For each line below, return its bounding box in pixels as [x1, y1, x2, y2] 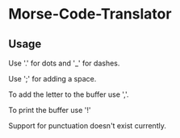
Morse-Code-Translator [8, 5, 172, 23]
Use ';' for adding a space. [8, 74, 97, 83]
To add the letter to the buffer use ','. [8, 90, 129, 99]
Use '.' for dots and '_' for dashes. [8, 58, 120, 68]
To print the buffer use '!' [8, 106, 91, 115]
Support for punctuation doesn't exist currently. [8, 121, 167, 130]
